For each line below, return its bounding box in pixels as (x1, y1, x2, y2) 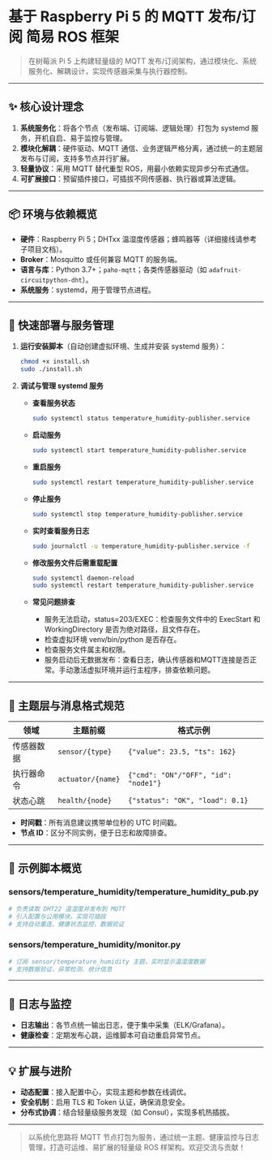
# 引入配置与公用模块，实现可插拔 (8, 912, 107, 921)
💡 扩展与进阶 (8, 1064, 72, 1078)
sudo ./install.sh (19, 365, 83, 373)
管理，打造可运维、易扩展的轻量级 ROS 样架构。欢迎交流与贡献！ (28, 1142, 246, 1153)
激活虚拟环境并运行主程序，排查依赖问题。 (72, 665, 215, 675)
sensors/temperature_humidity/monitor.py (8, 939, 181, 951)
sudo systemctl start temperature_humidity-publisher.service (32, 446, 247, 455)
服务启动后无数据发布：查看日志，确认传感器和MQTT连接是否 (44, 655, 250, 665)
